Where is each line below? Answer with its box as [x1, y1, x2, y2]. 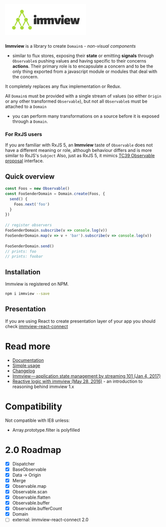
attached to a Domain [5, 103, 47, 109]
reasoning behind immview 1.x [12, 384, 74, 390]
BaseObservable [12, 466, 47, 472]
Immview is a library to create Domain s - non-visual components [5, 43, 136, 49]
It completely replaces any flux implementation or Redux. [5, 83, 121, 89]
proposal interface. [5, 158, 44, 164]
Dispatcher [12, 461, 35, 466]
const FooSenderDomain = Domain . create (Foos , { [5, 191, 106, 196]
